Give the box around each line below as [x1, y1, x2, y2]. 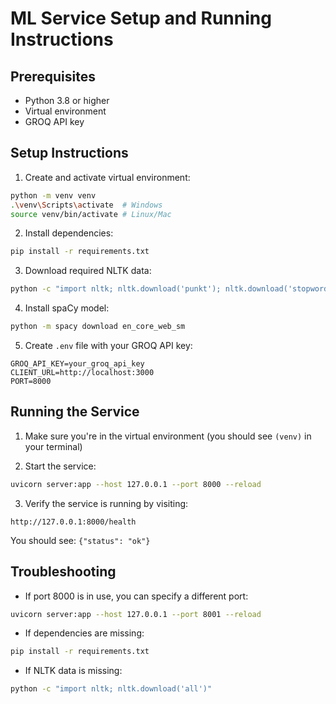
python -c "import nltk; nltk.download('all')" [10, 684, 213, 694]
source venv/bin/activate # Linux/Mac [10, 209, 172, 219]
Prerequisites [10, 68, 96, 85]
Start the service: [24, 460, 97, 472]
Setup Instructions [10, 145, 129, 162]
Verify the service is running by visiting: [24, 497, 189, 509]
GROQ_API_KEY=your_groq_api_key [10, 359, 145, 369]
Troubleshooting [10, 563, 117, 581]
